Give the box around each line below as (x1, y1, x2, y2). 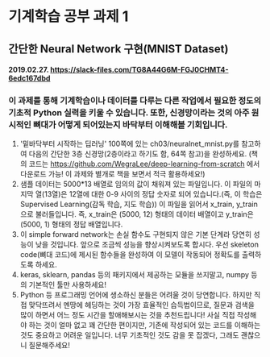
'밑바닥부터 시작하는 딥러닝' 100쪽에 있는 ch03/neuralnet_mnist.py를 (19, 139, 240, 149)
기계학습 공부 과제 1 (8, 7, 129, 26)
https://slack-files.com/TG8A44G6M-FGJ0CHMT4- (49, 65, 229, 75)
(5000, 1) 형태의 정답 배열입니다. (19, 219, 123, 230)
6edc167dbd (8, 73, 51, 83)
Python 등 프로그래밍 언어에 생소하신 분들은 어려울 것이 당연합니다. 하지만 (19, 290, 252, 300)
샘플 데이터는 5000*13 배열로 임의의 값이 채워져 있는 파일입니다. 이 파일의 (19, 179, 253, 189)
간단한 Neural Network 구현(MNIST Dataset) (8, 42, 229, 56)
